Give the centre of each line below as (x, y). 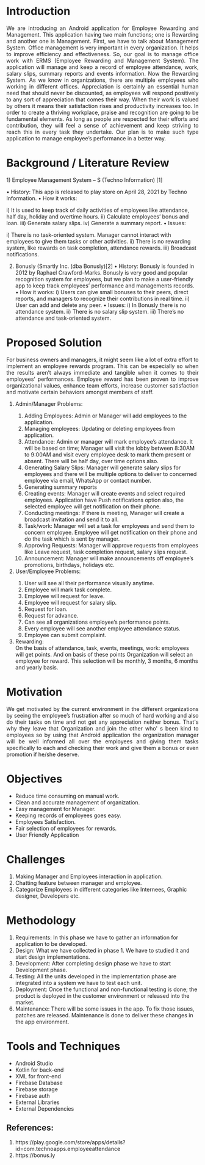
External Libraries (37, 1102)
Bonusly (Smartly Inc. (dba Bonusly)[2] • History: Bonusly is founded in (105, 266)
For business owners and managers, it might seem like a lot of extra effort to (103, 359)
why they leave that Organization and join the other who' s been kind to (103, 728)
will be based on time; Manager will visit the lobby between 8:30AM (110, 448)
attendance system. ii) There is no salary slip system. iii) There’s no (99, 311)
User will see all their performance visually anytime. (89, 583)
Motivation (34, 692)
